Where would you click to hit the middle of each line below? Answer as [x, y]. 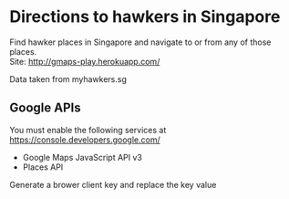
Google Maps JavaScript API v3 [83, 157]
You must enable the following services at [88, 130]
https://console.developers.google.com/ [85, 140]
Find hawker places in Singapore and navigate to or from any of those [140, 42]
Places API [43, 167]
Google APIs [45, 108]
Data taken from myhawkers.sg [68, 79]
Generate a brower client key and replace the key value [113, 184]
